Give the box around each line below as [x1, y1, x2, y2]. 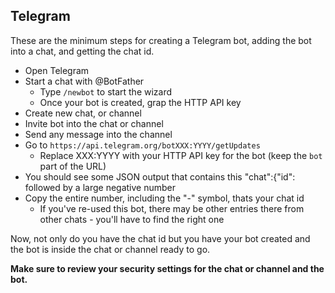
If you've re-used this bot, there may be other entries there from [39, 202, 305, 214]
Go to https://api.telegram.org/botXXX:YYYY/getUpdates [24, 139, 261, 151]
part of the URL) [39, 160, 107, 172]
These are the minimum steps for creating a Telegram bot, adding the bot [10, 34, 312, 46]
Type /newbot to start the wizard [39, 85, 173, 98]
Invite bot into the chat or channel [24, 117, 164, 129]
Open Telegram [24, 64, 90, 76]
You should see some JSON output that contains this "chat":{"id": [24, 170, 296, 183]
